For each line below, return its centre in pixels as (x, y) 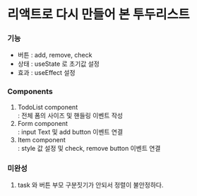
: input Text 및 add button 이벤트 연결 (70, 132)
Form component (43, 123)
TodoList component (48, 107)
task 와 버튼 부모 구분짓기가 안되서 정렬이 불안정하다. (90, 185)
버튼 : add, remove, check (55, 55)
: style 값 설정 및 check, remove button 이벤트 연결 (89, 148)
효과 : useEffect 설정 (46, 73)
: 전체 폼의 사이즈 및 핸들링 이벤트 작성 (70, 115)
